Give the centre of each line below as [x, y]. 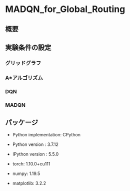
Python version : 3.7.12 [35, 144]
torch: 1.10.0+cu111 [31, 164]
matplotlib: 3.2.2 [29, 183]
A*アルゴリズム [24, 78]
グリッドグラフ [23, 63]
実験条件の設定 [28, 47]
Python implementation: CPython [46, 135]
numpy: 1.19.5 [26, 173]
